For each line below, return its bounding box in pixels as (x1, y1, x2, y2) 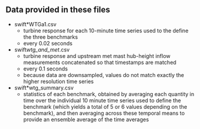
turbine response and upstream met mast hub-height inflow (23, 52, 171, 59)
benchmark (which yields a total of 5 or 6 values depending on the (23, 103, 187, 110)
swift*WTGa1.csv (14, 20, 57, 27)
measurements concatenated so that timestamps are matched (23, 59, 177, 66)
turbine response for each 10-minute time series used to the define (23, 27, 189, 34)
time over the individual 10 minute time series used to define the (23, 97, 181, 104)
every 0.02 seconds (23, 39, 73, 47)
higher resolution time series (23, 78, 94, 85)
